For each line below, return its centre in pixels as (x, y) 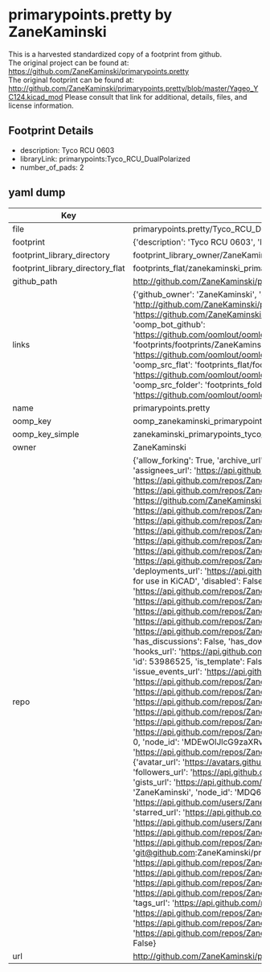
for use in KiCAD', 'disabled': (186, 581)
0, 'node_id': (156, 742)
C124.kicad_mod (36, 97)
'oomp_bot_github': (169, 324)
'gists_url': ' (154, 782)
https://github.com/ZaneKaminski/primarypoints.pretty (99, 71)
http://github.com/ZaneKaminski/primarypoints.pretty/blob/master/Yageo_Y (133, 88)
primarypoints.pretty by (90, 15)
